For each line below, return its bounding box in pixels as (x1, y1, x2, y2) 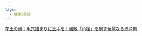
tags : (5, 7, 16, 12)
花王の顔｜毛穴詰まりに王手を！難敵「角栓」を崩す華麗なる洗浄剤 (5, 25, 137, 32)
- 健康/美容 (9, 12, 31, 17)
